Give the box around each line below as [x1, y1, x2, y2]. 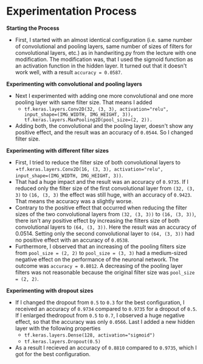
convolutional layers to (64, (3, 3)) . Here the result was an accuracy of [15, 223, 197, 231]
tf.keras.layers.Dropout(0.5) [24, 338, 101, 345]
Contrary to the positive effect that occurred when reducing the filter [15, 204, 187, 211]
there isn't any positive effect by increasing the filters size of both [15, 217, 180, 224]
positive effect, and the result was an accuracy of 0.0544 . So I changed [15, 128, 193, 136]
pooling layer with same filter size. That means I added [15, 99, 153, 106]
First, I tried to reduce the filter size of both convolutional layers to [15, 158, 181, 166]
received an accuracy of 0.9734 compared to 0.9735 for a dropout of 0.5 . [15, 305, 198, 312]
